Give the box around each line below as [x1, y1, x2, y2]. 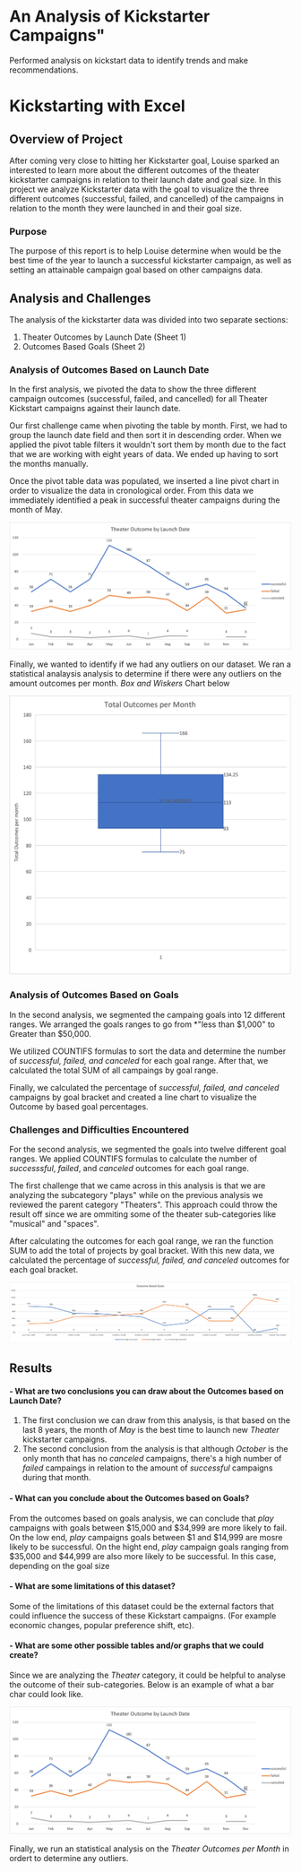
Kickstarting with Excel [9, 96, 185, 116]
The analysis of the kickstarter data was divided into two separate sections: [9, 315, 288, 325]
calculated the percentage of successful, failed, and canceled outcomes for [9, 1255, 290, 1265]
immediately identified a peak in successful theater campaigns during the [9, 495, 280, 505]
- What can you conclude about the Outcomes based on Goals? [9, 1493, 250, 1504]
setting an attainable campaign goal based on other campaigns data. [9, 264, 263, 275]
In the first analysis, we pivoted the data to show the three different [9, 384, 257, 395]
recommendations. [9, 65, 79, 75]
